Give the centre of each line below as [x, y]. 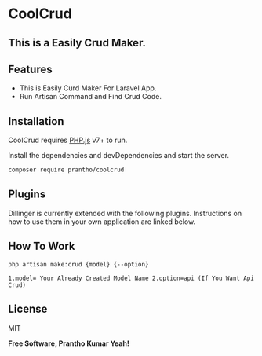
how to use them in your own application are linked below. [102, 222]
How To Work [42, 246]
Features [30, 69]
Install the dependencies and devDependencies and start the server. [119, 156]
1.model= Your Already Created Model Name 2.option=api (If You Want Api [131, 278]
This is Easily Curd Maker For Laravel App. [88, 88]
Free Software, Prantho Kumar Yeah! [69, 343]
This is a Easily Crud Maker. [77, 43]
